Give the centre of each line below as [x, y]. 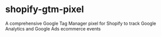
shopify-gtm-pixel [45, 9]
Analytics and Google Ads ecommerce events [53, 28]
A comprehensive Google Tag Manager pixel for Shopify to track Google [81, 23]
